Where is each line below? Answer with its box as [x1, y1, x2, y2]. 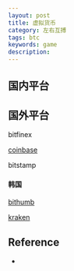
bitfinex [8, 130, 33, 139]
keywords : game [8, 41, 58, 49]
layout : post [8, 11, 51, 20]
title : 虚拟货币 [8, 19, 56, 27]
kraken [8, 213, 30, 222]
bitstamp [8, 161, 37, 170]
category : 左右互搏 [8, 26, 67, 34]
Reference [8, 236, 60, 249]
